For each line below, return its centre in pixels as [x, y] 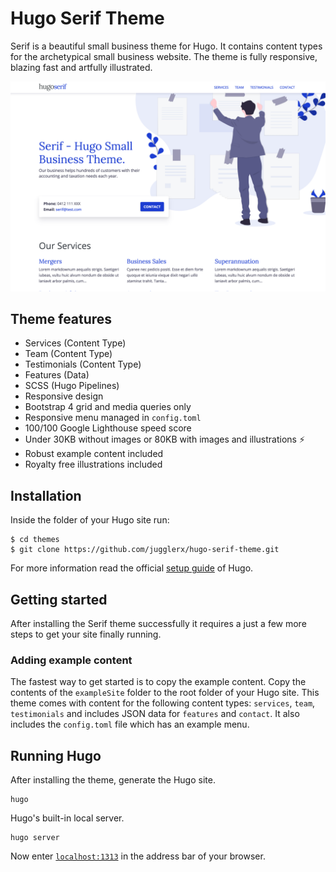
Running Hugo [56, 755]
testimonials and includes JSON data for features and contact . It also [155, 714]
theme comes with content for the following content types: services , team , [163, 703]
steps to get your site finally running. [86, 634]
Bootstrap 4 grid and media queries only [108, 407]
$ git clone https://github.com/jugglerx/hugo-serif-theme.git [145, 550]
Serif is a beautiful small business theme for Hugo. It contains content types [166, 46]
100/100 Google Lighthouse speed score [108, 428]
